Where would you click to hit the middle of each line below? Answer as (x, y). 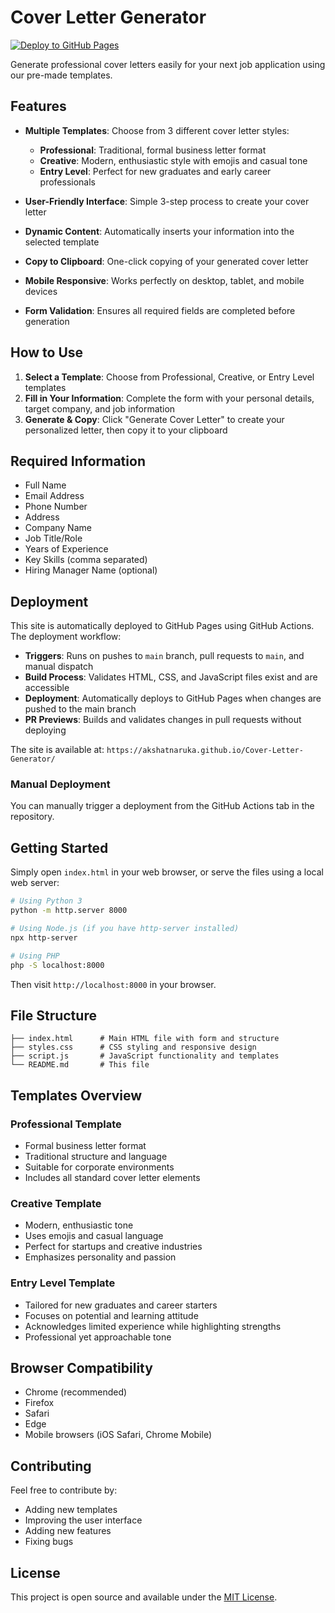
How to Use (47, 352)
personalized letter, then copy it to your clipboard (126, 430)
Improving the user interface (83, 1520)
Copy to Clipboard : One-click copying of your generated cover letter (166, 261)
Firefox (39, 1403)
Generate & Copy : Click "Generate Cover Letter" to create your (154, 419)
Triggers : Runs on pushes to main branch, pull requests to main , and (164, 656)
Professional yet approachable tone (98, 1337)
